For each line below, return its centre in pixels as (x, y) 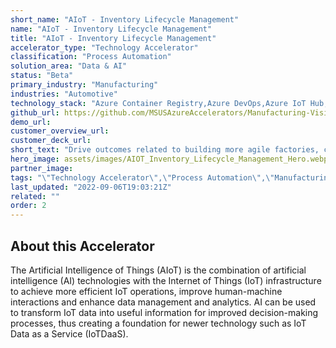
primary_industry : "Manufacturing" (84, 85)
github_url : (35, 112)
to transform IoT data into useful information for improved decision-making (164, 312)
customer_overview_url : (60, 131)
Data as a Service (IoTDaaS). (69, 333)
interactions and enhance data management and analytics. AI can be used (163, 302)
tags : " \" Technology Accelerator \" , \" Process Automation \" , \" (142, 177)
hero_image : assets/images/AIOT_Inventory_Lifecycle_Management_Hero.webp (169, 159)
